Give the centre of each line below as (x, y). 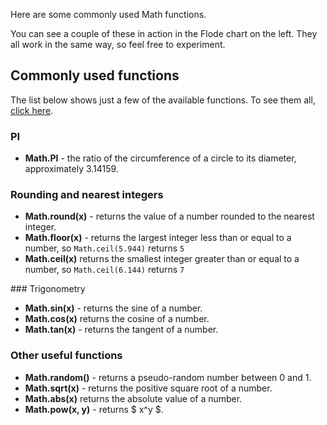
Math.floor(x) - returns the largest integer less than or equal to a (158, 238)
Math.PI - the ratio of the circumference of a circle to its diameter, (160, 158)
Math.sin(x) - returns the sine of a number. (113, 308)
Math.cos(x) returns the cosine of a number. (117, 319)
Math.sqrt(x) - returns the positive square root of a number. (148, 388)
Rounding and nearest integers (87, 195)
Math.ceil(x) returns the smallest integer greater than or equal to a (162, 259)
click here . (32, 110)
